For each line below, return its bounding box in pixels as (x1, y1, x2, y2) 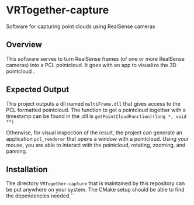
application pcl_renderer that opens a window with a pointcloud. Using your (6, 135, 189, 142)
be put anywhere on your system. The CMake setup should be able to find (6, 186, 185, 193)
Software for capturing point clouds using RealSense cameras (6, 23, 155, 30)
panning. (6, 147, 27, 155)
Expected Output (6, 85, 70, 95)
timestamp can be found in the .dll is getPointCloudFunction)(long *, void (6, 112, 187, 120)
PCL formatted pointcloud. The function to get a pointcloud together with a (6, 106, 186, 113)
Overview (6, 40, 43, 50)
